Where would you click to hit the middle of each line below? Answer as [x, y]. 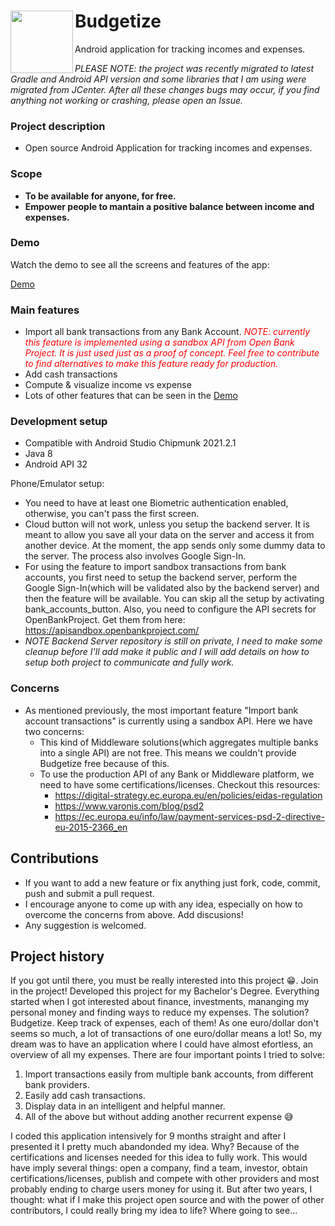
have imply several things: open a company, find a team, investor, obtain [159, 1168]
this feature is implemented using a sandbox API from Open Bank [159, 342]
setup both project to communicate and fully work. [129, 662]
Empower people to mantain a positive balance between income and [169, 206]
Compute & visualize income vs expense [108, 385]
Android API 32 [56, 464]
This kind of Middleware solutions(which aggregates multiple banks [179, 742]
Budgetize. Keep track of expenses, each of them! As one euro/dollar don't [164, 1023]
